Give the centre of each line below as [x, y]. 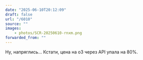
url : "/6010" [19, 19]
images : [13, 28]
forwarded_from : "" [26, 38]
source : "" [17, 24]
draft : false [19, 14]
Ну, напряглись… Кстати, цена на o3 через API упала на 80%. [72, 52]
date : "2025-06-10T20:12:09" [36, 10]
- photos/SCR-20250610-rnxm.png [48, 33]
